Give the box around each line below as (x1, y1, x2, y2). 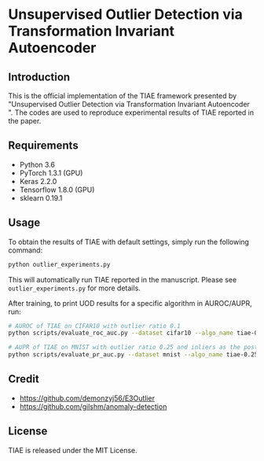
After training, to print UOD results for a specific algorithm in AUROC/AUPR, (8, 298, 253, 308)
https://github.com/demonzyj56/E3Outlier (19, 393, 156, 403)
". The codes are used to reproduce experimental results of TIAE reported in (8, 108, 255, 117)
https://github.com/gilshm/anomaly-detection (19, 401, 167, 411)
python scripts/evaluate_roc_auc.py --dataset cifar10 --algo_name (8, 329, 234, 337)
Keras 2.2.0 (19, 176, 57, 186)
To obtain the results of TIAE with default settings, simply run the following (8, 237, 250, 246)
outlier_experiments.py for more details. (8, 283, 141, 293)
